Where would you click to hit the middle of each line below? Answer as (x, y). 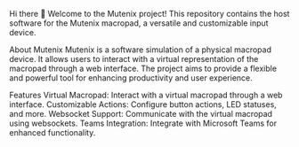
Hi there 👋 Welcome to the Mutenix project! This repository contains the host (149, 14)
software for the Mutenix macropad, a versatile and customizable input (139, 23)
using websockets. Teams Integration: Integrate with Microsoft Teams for (143, 123)
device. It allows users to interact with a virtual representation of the (134, 59)
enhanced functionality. (53, 132)
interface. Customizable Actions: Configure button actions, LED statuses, (143, 104)
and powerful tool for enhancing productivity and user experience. (131, 78)
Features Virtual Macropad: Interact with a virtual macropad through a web (146, 95)
